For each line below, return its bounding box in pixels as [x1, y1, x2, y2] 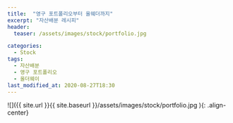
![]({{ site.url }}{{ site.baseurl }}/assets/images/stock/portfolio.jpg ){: [7, 101, 206, 110]
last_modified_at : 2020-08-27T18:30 [7, 82, 115, 89]
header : [7, 23, 30, 30]
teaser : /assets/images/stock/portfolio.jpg [13, 30, 147, 37]
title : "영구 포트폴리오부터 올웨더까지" [7, 10, 114, 18]
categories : [7, 43, 42, 50]
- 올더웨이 [13, 75, 40, 82]
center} [7, 108, 30, 117]
